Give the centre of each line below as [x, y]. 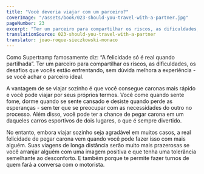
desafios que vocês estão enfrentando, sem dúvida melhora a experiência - [101, 70]
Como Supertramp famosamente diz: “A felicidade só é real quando [90, 57]
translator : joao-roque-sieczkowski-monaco [62, 40]
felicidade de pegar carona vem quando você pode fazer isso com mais [96, 139]
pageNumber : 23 [25, 23]
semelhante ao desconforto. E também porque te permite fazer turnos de [98, 158]
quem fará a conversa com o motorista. [56, 165]
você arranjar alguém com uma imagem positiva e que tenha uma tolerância [101, 152]
